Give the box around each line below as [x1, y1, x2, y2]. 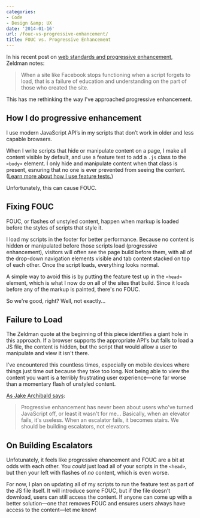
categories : [6, 8, 36, 15]
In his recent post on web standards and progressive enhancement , [6, 53, 173, 60]
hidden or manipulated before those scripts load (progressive [6, 242, 157, 249]
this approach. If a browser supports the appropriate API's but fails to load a [6, 337, 193, 344]
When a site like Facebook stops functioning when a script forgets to [20, 72, 190, 78]
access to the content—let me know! [6, 506, 97, 514]
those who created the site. [20, 84, 89, 91]
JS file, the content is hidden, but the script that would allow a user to [6, 343, 178, 350]
